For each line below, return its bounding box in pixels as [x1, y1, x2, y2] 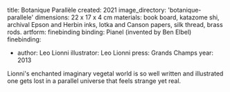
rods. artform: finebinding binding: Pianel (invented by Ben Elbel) [7, 28, 192, 36]
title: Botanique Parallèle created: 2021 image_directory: [7, 6, 167, 14]
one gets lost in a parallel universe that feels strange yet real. [7, 77, 182, 85]
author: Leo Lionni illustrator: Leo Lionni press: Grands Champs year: [17, 48, 213, 57]
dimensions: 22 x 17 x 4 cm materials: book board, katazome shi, [35, 13, 220, 21]
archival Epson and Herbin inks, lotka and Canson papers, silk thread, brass [7, 21, 223, 28]
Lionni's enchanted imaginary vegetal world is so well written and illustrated [7, 69, 224, 77]
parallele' [7, 13, 34, 21]
